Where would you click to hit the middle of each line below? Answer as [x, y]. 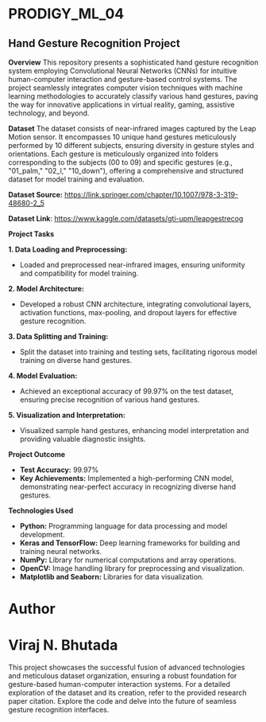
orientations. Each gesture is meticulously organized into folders [113, 154]
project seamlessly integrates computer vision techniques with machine [126, 88]
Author [32, 609]
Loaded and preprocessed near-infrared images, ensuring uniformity [132, 265]
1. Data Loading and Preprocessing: [68, 249]
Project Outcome [37, 454]
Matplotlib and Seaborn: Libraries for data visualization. [112, 577]
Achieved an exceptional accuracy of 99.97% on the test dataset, [127, 391]
